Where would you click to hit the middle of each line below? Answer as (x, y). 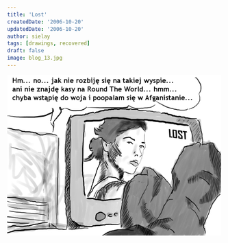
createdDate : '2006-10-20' (46, 22)
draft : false (26, 51)
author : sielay (29, 36)
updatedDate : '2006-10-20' (46, 29)
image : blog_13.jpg (35, 58)
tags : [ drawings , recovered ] (49, 44)
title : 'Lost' (27, 14)
